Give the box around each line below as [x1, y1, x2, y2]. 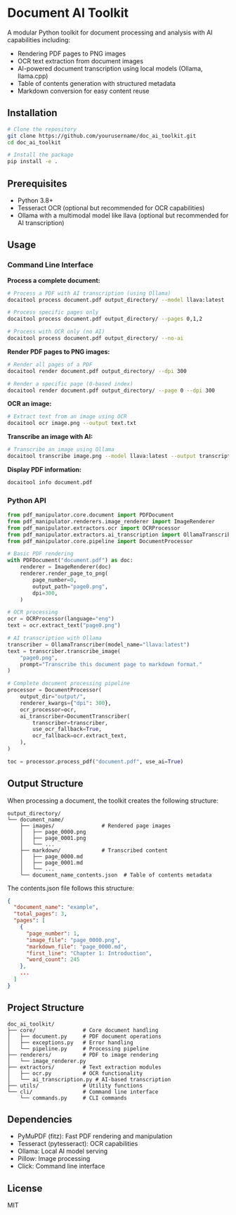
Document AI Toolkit [7, 5, 129, 21]
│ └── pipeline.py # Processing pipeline [7, 1045, 150, 1052]
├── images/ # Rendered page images [20, 822, 171, 829]
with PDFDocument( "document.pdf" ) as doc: [7, 557, 133, 564]
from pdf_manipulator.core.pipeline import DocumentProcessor [7, 537, 193, 545]
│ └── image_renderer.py [7, 1057, 86, 1064]
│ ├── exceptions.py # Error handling [7, 1039, 133, 1046]
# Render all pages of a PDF [7, 361, 93, 368]
